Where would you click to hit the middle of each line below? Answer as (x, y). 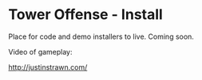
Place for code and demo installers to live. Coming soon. (101, 36)
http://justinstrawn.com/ (48, 67)
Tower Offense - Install (86, 15)
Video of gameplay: (41, 51)
